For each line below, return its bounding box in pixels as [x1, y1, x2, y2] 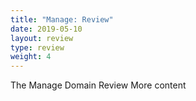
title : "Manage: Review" [10, 14, 114, 25]
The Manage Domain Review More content [10, 79, 187, 91]
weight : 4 [10, 52, 52, 62]
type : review [10, 42, 65, 53]
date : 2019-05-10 [10, 24, 83, 34]
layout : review [10, 33, 74, 43]
